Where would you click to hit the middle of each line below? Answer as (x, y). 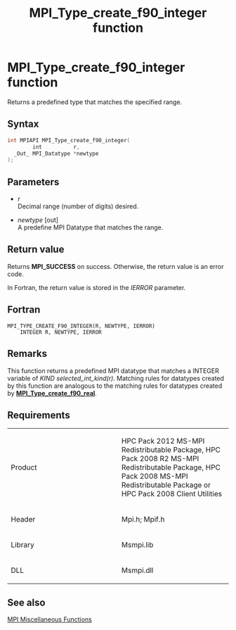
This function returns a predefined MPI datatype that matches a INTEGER (113, 370)
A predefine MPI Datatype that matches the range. (90, 227)
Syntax (23, 124)
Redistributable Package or (166, 485)
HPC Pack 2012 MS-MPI (163, 441)
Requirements (39, 415)
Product (24, 467)
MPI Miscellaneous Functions (50, 619)
